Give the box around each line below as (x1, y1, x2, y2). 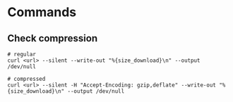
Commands (7, 4, 77, 20)
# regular (7, 51, 37, 58)
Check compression (7, 32, 97, 44)
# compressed (7, 75, 46, 82)
